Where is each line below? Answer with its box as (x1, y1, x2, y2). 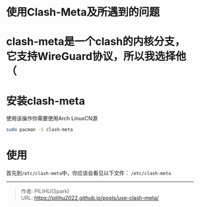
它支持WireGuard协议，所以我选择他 (6, 50, 186, 63)
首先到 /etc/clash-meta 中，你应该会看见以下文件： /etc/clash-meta (6, 170, 171, 177)
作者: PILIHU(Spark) (20, 188, 70, 195)
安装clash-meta (6, 94, 85, 108)
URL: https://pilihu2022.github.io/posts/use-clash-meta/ (20, 195, 159, 202)
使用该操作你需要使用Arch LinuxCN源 (6, 115, 98, 122)
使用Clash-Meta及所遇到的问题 (6, 5, 160, 19)
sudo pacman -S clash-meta (6, 127, 73, 133)
